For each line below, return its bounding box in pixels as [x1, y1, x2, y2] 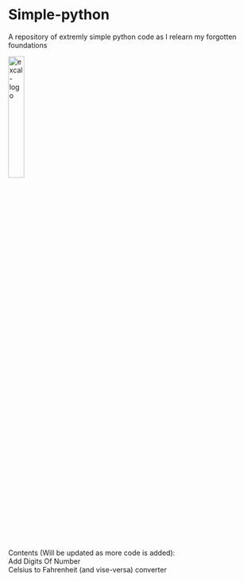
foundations [8, 40, 48, 49]
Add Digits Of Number [8, 556, 81, 566]
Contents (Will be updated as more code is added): [8, 548, 176, 557]
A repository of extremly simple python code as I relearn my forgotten [8, 32, 237, 41]
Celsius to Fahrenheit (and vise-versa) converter [8, 564, 167, 574]
